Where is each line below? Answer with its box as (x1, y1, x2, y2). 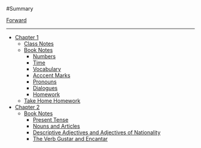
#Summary (6, 5, 33, 12)
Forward (6, 17, 27, 23)
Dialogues (32, 85, 58, 91)
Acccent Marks (32, 72, 71, 79)
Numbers (32, 53, 56, 60)
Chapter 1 (14, 34, 39, 41)
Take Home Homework (23, 97, 81, 104)
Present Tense (32, 116, 69, 123)
